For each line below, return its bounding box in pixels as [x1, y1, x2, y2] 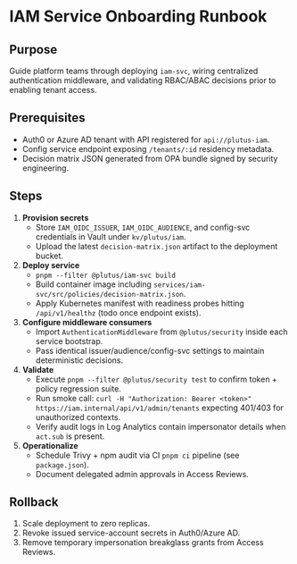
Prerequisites [9, 110, 86, 126]
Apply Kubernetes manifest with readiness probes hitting [35, 298, 245, 308]
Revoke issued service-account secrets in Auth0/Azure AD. [21, 527, 241, 538]
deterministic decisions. [35, 355, 124, 366]
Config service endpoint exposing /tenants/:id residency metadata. [21, 143, 275, 154]
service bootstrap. [35, 335, 103, 346]
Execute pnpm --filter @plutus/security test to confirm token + [35, 374, 278, 384]
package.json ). [35, 459, 89, 470]
